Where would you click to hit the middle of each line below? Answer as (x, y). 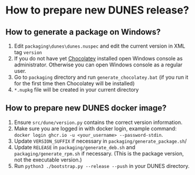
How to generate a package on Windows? (83, 32)
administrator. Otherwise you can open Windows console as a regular (98, 65)
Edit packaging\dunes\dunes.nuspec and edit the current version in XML (100, 46)
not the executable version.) (48, 160)
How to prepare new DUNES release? (97, 10)
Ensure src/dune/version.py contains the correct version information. (98, 122)
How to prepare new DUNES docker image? (86, 108)
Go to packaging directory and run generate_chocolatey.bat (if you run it (101, 77)
